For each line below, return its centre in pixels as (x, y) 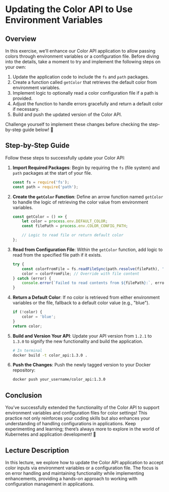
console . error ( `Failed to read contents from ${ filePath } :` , (87, 283)
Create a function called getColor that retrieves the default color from (85, 82)
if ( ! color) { (27, 312)
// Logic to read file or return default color (73, 235)
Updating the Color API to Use (69, 9)
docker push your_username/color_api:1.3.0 (59, 380)
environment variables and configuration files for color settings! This (76, 413)
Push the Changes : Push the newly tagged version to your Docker (81, 365)
